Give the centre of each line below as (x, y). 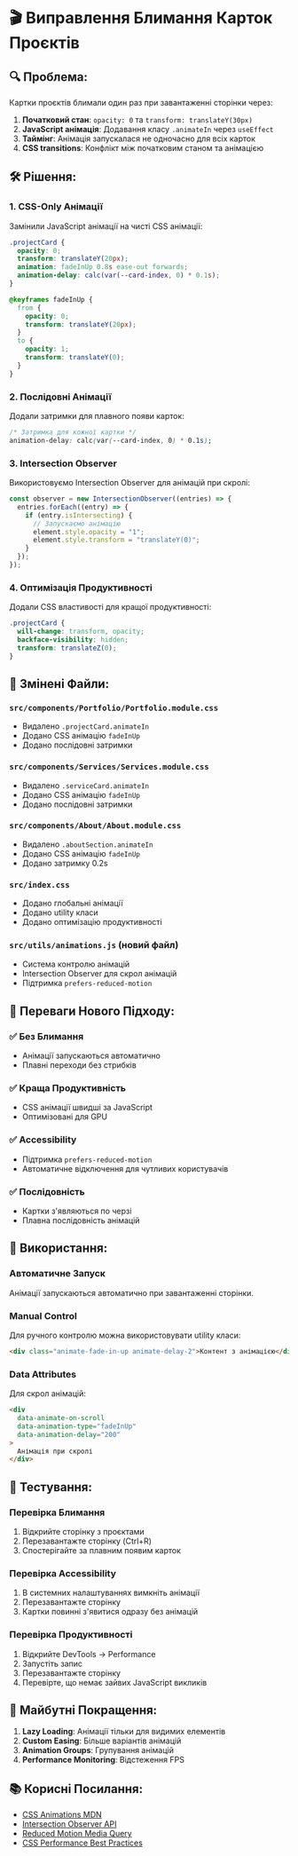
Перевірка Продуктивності (71, 1635)
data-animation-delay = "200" (69, 1434)
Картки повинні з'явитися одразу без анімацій (110, 1612)
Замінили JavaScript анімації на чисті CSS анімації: (106, 226)
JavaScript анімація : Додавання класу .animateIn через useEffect (148, 129)
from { (29, 308)
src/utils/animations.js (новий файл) (94, 945)
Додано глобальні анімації (72, 904)
